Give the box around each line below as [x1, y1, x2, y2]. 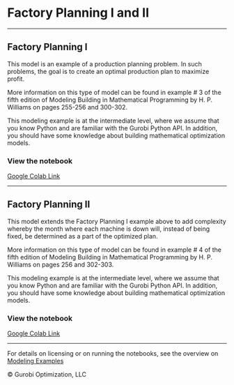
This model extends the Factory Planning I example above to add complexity [7, 217, 226, 225]
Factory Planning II [7, 199, 91, 211]
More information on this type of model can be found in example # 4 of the [7, 246, 221, 254]
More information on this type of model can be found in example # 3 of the [7, 88, 221, 96]
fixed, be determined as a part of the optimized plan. [7, 232, 158, 240]
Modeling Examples [7, 357, 64, 365]
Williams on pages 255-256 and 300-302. [7, 103, 127, 111]
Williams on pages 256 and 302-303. [7, 260, 114, 269]
